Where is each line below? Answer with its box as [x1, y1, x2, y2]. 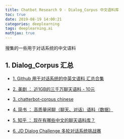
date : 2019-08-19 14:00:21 [5, 17, 62, 22]
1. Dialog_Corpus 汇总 [5, 61, 74, 70]
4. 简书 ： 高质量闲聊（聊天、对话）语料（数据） [12, 106, 113, 112]
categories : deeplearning [5, 21, 59, 27]
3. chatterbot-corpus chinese [12, 96, 74, 102]
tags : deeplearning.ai [5, 26, 53, 31]
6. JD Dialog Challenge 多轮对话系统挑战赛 [12, 127, 101, 133]
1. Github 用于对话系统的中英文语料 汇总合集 [12, 75, 104, 81]
